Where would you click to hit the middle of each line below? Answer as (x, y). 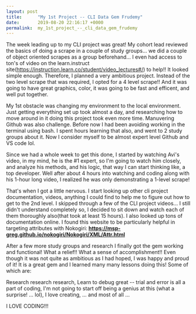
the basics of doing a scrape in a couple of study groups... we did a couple (97, 51)
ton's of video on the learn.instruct (48, 63)
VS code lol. (21, 143)
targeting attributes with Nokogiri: (47, 228)
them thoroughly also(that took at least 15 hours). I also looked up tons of (94, 216)
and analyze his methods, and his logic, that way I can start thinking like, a (96, 167)
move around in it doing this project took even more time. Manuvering (90, 119)
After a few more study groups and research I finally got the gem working (95, 246)
